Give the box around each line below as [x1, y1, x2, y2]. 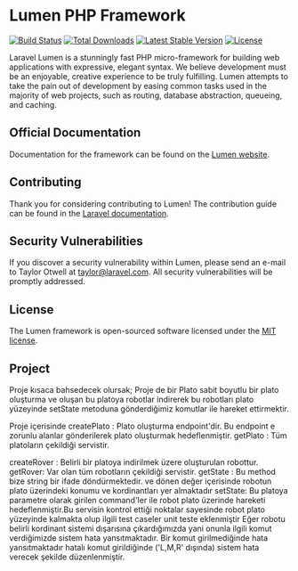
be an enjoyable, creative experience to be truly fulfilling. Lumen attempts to [9, 70, 289, 81]
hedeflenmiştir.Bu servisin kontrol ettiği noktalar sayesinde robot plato [9, 504, 265, 515]
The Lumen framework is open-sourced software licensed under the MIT [9, 326, 277, 337]
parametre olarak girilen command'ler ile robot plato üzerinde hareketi [9, 495, 266, 505]
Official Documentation [9, 126, 141, 141]
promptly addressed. [9, 276, 86, 287]
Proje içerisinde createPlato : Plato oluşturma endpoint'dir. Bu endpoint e [9, 420, 276, 431]
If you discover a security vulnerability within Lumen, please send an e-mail [9, 257, 286, 268]
